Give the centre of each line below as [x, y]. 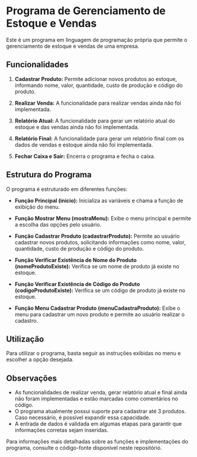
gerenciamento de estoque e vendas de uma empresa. [73, 46]
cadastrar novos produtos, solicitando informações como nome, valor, [100, 242]
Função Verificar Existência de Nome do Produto [76, 260]
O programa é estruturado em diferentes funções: [67, 189]
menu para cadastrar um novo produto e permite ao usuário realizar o [100, 314]
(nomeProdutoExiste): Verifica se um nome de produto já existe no [97, 266]
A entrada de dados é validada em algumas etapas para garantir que [98, 424]
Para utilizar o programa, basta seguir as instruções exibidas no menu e [93, 354]
